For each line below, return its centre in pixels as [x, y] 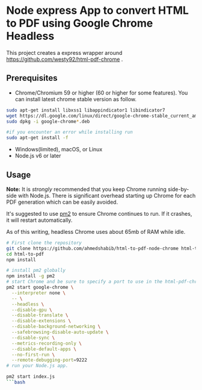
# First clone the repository [44, 243]
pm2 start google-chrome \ [40, 288]
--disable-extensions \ [41, 321]
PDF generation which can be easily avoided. [62, 202]
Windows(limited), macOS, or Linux [59, 149]
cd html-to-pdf [25, 254]
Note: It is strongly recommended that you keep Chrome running [87, 189]
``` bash [16, 382]
